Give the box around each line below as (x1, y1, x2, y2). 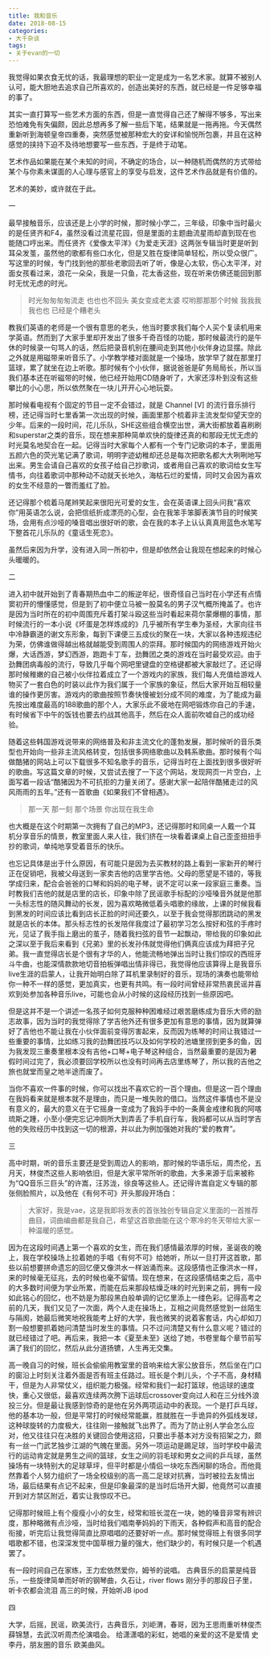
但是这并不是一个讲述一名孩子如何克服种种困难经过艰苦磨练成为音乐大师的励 (8, 1006, 262, 1016)
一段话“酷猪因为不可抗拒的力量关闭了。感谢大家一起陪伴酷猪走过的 (29, 777, 252, 787)
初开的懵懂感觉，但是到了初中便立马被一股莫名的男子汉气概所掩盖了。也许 (14, 599, 262, 608)
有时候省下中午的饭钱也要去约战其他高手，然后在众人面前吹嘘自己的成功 (8, 709, 247, 719)
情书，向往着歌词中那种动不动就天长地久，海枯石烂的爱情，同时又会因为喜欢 (8, 471, 262, 479)
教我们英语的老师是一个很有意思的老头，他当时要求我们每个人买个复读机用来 (8, 323, 262, 332)
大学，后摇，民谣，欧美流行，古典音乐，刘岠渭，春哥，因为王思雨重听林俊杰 (8, 1620, 262, 1629)
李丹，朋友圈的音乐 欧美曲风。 (8, 1640, 109, 1649)
